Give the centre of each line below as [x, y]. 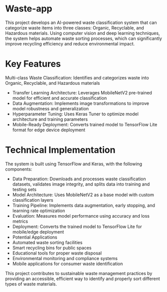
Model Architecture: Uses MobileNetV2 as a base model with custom [83, 195]
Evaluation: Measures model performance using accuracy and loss [81, 216]
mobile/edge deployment [38, 232]
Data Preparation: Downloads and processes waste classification [79, 179]
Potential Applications [35, 237]
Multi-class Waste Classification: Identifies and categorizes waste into [77, 77]
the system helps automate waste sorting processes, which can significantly [83, 38]
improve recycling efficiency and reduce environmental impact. [70, 43]
